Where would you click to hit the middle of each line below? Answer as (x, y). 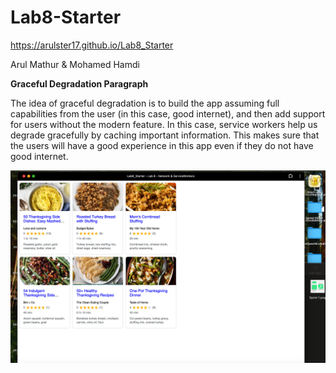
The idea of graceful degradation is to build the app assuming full (145, 103)
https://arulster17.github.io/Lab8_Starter (92, 45)
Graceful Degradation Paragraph (79, 83)
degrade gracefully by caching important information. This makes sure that (165, 135)
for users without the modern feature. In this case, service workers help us (164, 124)
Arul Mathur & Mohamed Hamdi (75, 64)
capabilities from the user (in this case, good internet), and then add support (168, 113)
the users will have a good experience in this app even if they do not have (162, 145)
